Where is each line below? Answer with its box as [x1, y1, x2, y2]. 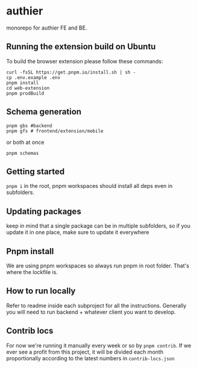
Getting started [6, 166, 65, 176]
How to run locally [6, 286, 76, 296]
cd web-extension [6, 85, 50, 91]
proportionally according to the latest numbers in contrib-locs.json [6, 354, 175, 362]
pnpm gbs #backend [6, 122, 52, 129]
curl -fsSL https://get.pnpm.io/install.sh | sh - [6, 69, 136, 75]
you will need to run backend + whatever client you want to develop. [6, 308, 176, 316]
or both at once [6, 139, 45, 146]
